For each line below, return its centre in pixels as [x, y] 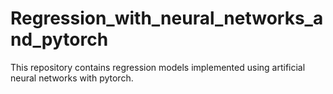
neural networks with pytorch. [72, 78]
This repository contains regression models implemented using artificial [158, 67]
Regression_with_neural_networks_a [167, 18]
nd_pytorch [59, 39]
